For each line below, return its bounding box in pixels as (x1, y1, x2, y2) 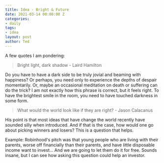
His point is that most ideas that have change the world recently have (5, 116, 145, 123)
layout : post (5, 35, 32, 40)
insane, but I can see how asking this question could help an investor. (5, 152, 146, 158)
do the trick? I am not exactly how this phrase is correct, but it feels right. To (5, 87, 160, 93)
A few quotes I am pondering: (5, 53, 65, 58)
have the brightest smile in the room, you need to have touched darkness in (5, 92, 158, 98)
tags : (5, 26, 16, 30)
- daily (5, 21, 21, 26)
